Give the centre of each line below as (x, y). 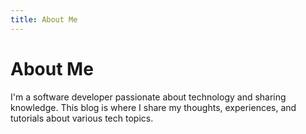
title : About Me (44, 19)
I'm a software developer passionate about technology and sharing (148, 97)
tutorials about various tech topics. (82, 118)
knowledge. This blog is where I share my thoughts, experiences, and (153, 107)
